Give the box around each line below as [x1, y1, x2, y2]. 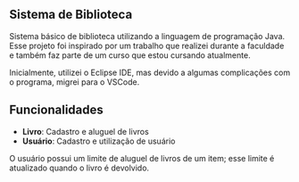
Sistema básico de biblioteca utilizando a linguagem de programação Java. [9, 30, 286, 41]
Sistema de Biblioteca [9, 7, 133, 22]
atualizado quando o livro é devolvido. [9, 162, 150, 173]
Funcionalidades [9, 103, 104, 118]
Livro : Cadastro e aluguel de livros [21, 126, 149, 136]
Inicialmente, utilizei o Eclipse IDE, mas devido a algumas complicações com [9, 67, 291, 78]
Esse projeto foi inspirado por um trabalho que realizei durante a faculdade [9, 40, 285, 51]
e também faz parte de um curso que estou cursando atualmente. [9, 49, 252, 61]
